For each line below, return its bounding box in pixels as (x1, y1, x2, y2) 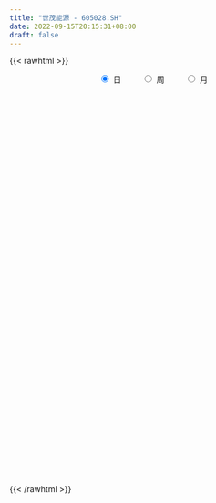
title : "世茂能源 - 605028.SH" (9, 13, 123, 23)
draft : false (9, 30, 59, 39)
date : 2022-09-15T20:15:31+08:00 (9, 22, 137, 31)
